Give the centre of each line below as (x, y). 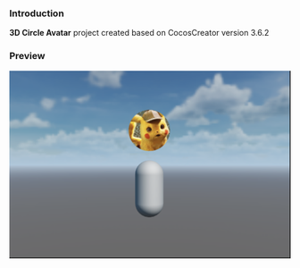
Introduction (37, 13)
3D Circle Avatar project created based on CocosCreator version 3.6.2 (139, 33)
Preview (27, 56)
